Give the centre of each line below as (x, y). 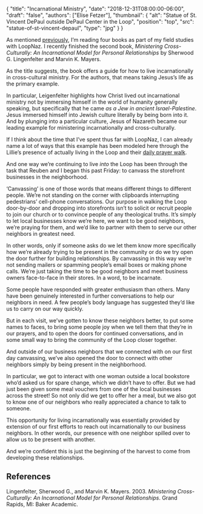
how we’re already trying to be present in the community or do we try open (100, 252)
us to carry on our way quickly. (45, 309)
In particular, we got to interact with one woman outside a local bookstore (98, 376)
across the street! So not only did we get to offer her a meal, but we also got (101, 396)
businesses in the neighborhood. (47, 177)
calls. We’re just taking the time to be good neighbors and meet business (97, 271)
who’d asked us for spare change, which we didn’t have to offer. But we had (101, 382)
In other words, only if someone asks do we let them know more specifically (101, 245)
